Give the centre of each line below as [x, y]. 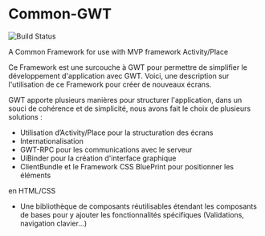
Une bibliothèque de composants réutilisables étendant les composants [138, 206]
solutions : [25, 116]
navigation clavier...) [53, 223]
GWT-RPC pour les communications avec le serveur [106, 149]
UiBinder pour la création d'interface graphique [98, 158]
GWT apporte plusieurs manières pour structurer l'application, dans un [125, 100]
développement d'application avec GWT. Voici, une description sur [119, 75]
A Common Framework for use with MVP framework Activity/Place [118, 51]
